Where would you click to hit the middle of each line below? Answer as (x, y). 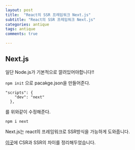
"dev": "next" (30, 97)
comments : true (22, 34)
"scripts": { (19, 93)
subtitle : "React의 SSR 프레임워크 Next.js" (51, 19)
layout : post (19, 10)
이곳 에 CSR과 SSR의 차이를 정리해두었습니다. (51, 142)
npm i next (17, 121)
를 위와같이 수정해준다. (28, 112)
